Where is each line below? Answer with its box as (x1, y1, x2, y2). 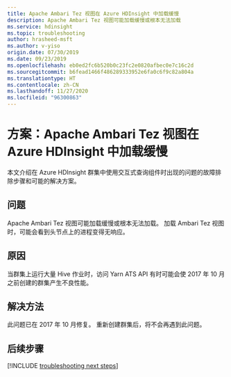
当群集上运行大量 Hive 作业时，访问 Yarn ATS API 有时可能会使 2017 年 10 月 (7, 269, 225, 278)
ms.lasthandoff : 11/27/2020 (7, 88, 89, 95)
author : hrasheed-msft (7, 36, 73, 43)
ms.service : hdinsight (7, 23, 73, 30)
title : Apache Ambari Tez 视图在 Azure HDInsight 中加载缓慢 (7, 10, 179, 17)
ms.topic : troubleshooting (7, 29, 85, 37)
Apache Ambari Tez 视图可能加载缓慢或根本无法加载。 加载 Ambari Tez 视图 (7, 218, 225, 227)
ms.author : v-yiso (7, 42, 60, 49)
